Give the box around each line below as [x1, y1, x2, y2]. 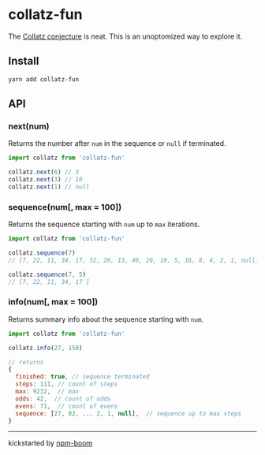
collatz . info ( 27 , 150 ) [8, 344, 83, 352]
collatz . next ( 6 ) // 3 [8, 168, 80, 177]
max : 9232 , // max [15, 388, 80, 396]
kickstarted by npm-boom [8, 438, 93, 448]
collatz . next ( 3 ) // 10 [8, 176, 83, 184]
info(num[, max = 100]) [8, 296, 99, 308]
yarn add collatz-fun [8, 75, 80, 84]
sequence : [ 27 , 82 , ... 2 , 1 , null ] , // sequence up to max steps [15, 409, 242, 417]
